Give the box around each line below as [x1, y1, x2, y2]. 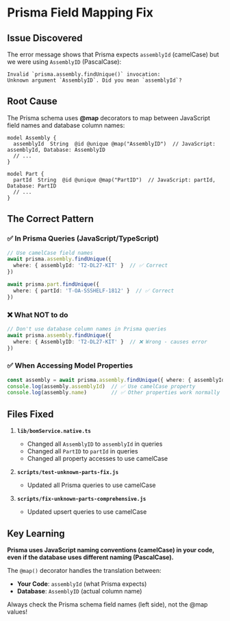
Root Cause [7, 95, 58, 107]
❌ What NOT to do [7, 310, 68, 319]
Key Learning [7, 528, 65, 539]
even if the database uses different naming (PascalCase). [7, 553, 174, 561]
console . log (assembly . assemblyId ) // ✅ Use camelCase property [7, 383, 196, 389]
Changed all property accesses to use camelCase [27, 455, 168, 463]
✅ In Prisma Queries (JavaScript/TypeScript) [7, 234, 159, 243]
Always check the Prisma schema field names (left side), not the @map [7, 600, 208, 609]
